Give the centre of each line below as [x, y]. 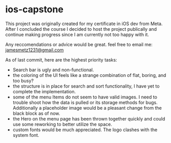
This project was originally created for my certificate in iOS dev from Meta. [84, 24]
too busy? [23, 80]
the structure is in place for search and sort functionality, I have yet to [86, 86]
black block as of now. [36, 113]
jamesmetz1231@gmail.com [35, 50]
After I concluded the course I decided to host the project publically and [81, 29]
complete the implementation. [44, 91]
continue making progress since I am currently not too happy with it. [77, 34]
